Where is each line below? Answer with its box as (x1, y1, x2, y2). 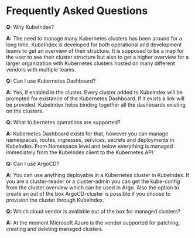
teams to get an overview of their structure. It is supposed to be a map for (6, 47, 184, 54)
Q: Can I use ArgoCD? (6, 160, 60, 167)
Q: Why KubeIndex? (6, 23, 54, 30)
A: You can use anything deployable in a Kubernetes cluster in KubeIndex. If (6, 171, 190, 178)
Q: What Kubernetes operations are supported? (6, 118, 121, 125)
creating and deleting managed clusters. (6, 225, 104, 232)
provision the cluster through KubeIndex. (6, 196, 104, 203)
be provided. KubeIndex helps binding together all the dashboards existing (6, 101, 186, 108)
